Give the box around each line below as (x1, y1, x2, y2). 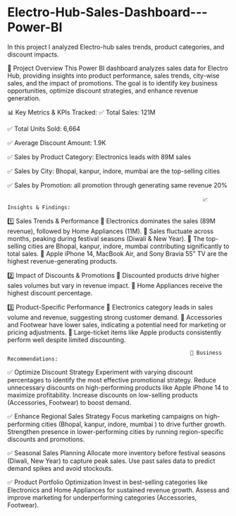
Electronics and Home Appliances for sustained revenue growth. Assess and (7, 486, 230, 494)
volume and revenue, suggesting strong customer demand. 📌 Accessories (7, 312, 223, 322)
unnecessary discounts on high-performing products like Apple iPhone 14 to (7, 383, 229, 392)
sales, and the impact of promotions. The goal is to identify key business (7, 78, 218, 87)
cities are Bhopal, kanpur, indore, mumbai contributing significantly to (27, 242, 230, 250)
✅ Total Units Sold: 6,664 (7, 124, 81, 133)
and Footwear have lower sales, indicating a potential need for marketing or (7, 320, 227, 329)
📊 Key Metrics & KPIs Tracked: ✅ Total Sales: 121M (7, 107, 156, 117)
